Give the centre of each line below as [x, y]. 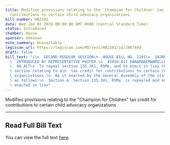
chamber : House [21, 33]
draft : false [19, 52]
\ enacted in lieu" [30, 85]
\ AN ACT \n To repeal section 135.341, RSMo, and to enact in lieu [84, 66]
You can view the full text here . [37, 137]
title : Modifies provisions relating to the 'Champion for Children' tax [85, 10]
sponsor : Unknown [24, 38]
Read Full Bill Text [34, 126]
